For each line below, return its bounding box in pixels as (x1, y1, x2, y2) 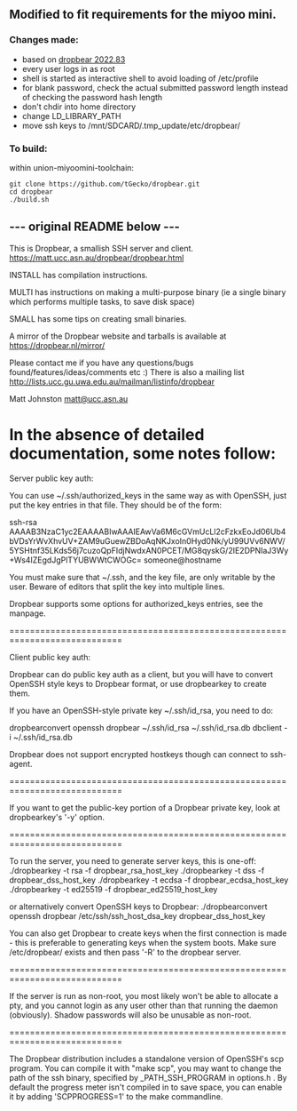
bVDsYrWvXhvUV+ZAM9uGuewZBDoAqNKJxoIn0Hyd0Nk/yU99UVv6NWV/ (9, 535, 285, 546)
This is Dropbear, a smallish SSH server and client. (9, 243, 193, 253)
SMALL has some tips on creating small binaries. (9, 313, 187, 324)
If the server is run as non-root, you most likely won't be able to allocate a (9, 990, 279, 1001)
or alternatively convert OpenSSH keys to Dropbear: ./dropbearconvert (9, 901, 268, 912)
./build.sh (9, 195, 50, 204)
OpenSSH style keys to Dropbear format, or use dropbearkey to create (9, 678, 268, 689)
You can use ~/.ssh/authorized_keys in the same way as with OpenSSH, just (9, 490, 287, 500)
